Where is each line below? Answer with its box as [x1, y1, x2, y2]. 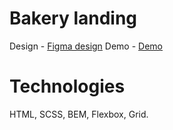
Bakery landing [9, 7, 138, 30]
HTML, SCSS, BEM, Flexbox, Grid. [9, 108, 149, 120]
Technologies [9, 75, 126, 98]
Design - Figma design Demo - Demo [9, 40, 164, 52]
